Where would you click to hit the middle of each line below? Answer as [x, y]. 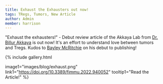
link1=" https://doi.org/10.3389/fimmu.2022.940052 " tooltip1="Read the [77, 72]
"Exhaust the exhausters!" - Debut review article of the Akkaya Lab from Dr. [81, 37]
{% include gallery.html [29, 57]
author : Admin [20, 19]
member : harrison [23, 23]
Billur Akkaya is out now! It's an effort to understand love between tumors [79, 43]
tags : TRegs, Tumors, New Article [41, 14]
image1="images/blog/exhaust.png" [41, 67]
